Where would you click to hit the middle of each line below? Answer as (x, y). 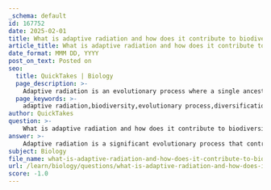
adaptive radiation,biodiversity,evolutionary (102, 106)
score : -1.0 (28, 174)
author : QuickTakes (41, 114)
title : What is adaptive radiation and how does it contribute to (122, 38)
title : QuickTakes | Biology (65, 76)
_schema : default (38, 16)
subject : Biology (38, 151)
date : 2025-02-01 (38, 31)
